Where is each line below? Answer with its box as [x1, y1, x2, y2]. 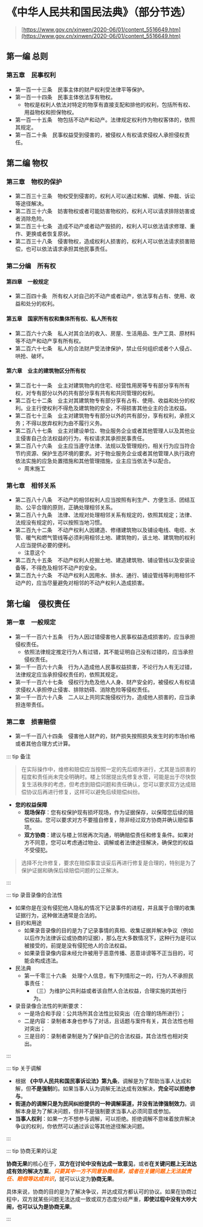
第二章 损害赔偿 [6, 717, 56, 726]
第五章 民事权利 [6, 71, 56, 79]
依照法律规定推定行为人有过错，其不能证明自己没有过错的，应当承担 [24, 648, 194, 655]
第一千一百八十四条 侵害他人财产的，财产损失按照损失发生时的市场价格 [14, 732, 195, 740]
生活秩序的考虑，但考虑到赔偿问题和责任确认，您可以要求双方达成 [26, 781, 191, 788]
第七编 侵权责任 [6, 598, 70, 609]
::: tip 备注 [6, 753, 31, 760]
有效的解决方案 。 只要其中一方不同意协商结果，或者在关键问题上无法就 [11, 1168, 186, 1175]
